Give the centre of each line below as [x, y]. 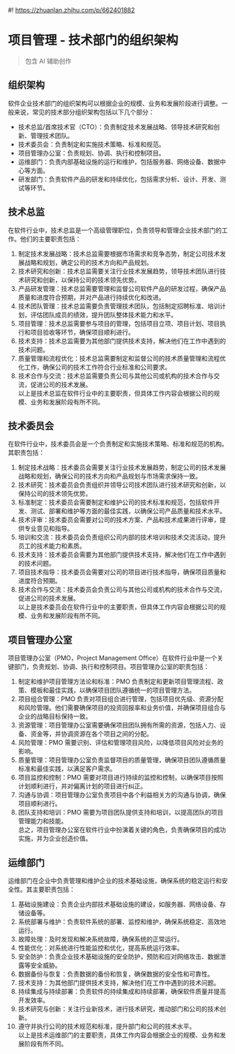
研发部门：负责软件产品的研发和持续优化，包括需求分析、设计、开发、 [119, 179]
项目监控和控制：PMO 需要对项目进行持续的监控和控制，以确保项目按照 [121, 778]
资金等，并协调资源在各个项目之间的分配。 [91, 734]
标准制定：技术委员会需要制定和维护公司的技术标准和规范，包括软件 [116, 502]
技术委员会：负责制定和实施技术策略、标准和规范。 [91, 144]
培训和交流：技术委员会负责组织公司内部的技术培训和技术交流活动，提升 [122, 537]
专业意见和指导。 [49, 529]
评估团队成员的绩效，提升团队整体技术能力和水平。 [104, 315]
